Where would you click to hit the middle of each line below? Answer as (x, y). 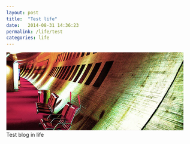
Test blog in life (25, 135)
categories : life (28, 38)
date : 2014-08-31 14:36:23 (43, 25)
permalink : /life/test (34, 32)
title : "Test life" (32, 19)
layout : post (22, 13)
